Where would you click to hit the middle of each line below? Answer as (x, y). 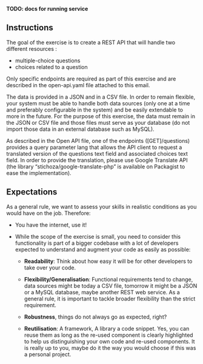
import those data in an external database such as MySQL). (80, 129)
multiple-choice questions (48, 61)
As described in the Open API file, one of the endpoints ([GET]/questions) (98, 141)
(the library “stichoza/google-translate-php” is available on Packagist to (96, 167)
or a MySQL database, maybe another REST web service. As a (102, 292)
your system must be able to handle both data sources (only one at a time (98, 103)
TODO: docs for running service (47, 9)
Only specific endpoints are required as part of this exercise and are (91, 79)
